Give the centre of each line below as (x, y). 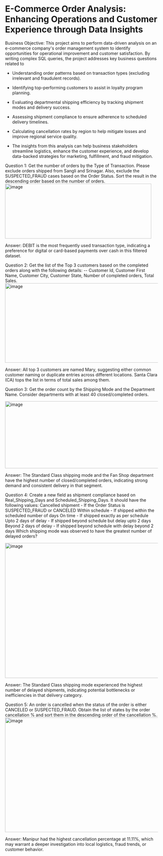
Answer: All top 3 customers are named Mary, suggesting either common (78, 369)
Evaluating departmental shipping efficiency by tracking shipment (78, 102)
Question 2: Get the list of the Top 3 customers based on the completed (77, 265)
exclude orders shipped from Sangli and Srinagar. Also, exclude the (72, 170)
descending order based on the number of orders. (55, 181)
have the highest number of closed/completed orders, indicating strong (76, 480)
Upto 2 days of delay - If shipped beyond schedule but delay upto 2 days (78, 520)
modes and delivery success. (41, 107)
